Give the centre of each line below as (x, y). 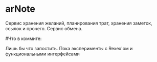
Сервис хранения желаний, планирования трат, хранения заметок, (79, 23)
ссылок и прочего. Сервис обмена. (44, 28)
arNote (20, 9)
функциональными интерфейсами (43, 54)
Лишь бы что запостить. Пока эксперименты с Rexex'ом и (69, 48)
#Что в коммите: (24, 38)
